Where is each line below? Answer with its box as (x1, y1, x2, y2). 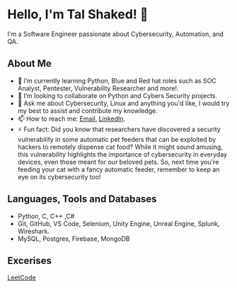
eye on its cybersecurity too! (17, 172, 101, 181)
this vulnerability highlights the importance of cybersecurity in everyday (17, 150, 228, 158)
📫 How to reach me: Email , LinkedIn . (17, 114, 126, 123)
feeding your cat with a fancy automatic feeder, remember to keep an (17, 165, 220, 174)
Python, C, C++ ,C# (17, 212, 75, 220)
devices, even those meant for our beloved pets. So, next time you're (17, 157, 219, 166)
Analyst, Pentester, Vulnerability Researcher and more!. (17, 84, 179, 92)
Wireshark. (17, 227, 50, 235)
